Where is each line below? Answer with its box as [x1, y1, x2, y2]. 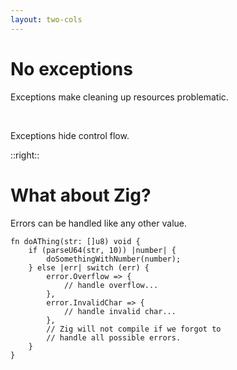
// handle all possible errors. [46, 332, 182, 343]
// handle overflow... [63, 280, 159, 290]
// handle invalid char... [63, 306, 177, 316]
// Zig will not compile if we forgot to [46, 324, 222, 334]
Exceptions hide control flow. [10, 129, 130, 141]
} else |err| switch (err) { [28, 262, 150, 273]
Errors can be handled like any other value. [10, 217, 187, 229]
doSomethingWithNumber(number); [46, 254, 182, 264]
